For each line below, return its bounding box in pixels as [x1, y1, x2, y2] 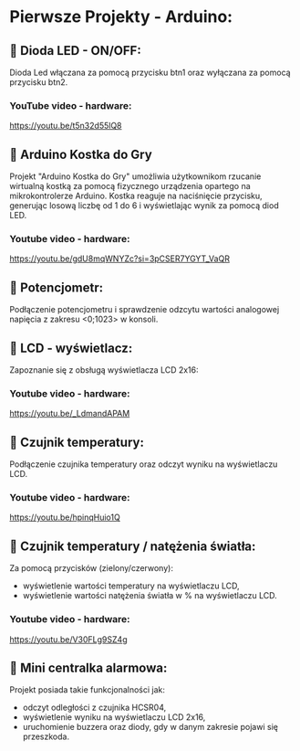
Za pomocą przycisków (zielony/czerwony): [9, 563, 173, 574]
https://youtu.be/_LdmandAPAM [9, 408, 130, 419]
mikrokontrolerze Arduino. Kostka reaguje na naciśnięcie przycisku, [9, 190, 263, 202]
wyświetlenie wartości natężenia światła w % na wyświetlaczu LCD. [22, 590, 278, 601]
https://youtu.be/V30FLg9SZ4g [9, 633, 128, 645]
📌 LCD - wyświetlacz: [9, 340, 133, 355]
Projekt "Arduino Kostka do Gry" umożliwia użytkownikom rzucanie [9, 171, 262, 182]
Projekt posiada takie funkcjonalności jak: [9, 684, 166, 695]
